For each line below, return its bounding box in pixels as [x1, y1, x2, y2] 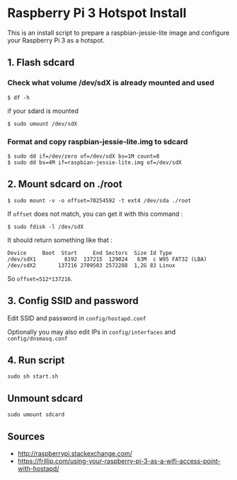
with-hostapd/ [17, 464, 59, 473]
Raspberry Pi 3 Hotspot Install [7, 5, 187, 21]
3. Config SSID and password [7, 295, 139, 307]
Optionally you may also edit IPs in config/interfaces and [7, 327, 175, 336]
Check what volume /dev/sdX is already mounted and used [7, 78, 214, 88]
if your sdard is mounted [7, 107, 79, 115]
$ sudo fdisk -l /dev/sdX [7, 223, 83, 230]
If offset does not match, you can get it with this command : [7, 209, 183, 218]
